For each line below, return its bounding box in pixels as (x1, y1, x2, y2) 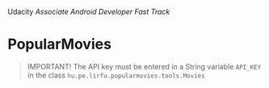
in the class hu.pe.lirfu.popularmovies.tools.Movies (27, 70, 205, 80)
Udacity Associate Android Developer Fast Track (7, 7, 170, 16)
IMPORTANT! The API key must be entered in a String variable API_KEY (27, 61, 262, 71)
